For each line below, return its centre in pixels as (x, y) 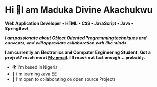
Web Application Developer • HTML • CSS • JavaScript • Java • (69, 23)
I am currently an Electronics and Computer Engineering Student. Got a (78, 52)
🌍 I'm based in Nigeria (35, 67)
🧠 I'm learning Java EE (34, 74)
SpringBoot (17, 28)
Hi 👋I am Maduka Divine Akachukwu (79, 10)
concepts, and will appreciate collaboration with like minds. (66, 43)
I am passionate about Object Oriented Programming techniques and (76, 38)
